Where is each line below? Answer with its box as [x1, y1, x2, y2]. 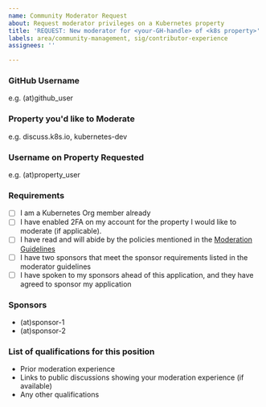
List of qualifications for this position [8, 346, 155, 357]
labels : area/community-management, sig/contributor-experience [8, 34, 228, 43]
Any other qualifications [19, 390, 100, 400]
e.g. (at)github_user [8, 93, 74, 103]
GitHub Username [8, 75, 80, 87]
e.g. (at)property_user [8, 170, 80, 180]
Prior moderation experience [19, 364, 115, 374]
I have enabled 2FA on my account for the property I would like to [19, 218, 237, 227]
